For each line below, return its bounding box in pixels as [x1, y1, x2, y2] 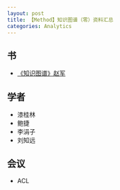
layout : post [7, 10, 45, 17]
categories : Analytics [7, 23, 72, 29]
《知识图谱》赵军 [16, 69, 66, 77]
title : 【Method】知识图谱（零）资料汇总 [7, 16, 114, 23]
